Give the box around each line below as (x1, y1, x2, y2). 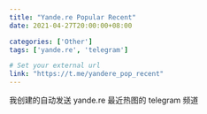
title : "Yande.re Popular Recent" (9, 12, 137, 22)
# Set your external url (9, 61, 101, 71)
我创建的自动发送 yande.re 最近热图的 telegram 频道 (9, 95, 199, 105)
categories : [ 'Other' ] (9, 37, 93, 46)
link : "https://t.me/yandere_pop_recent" (9, 70, 165, 79)
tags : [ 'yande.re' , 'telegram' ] (9, 45, 128, 54)
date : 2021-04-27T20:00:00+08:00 (9, 21, 133, 30)
